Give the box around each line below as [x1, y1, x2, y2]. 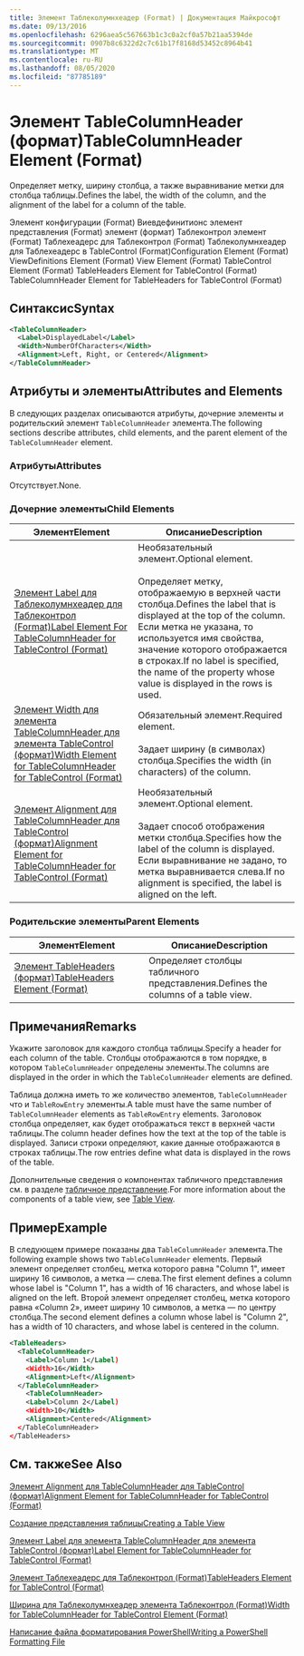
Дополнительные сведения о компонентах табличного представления [9, 1174, 283, 1185]
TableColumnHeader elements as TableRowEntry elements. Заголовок [9, 1108, 262, 1120]
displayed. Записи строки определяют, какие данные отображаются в [9, 1137, 280, 1148]
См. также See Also [9, 1456, 122, 1472]
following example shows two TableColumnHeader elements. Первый [9, 1253, 262, 1265]
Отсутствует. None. [9, 480, 81, 491]
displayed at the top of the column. [138, 609, 286, 622]
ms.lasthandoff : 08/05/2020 [9, 64, 116, 73]
